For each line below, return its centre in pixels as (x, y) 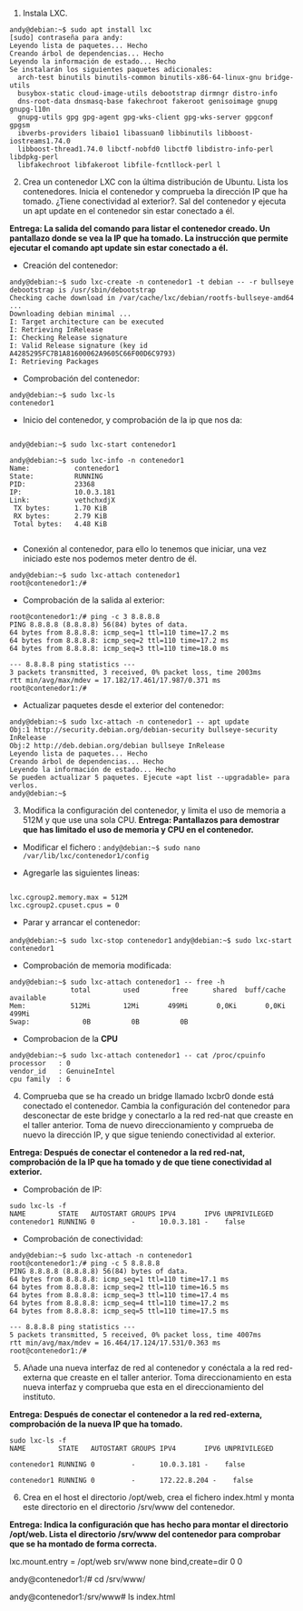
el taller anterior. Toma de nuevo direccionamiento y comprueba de (148, 1125)
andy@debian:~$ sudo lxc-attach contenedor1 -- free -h (117, 982)
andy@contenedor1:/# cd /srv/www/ (78, 1579)
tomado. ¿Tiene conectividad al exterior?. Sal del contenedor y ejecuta (154, 201)
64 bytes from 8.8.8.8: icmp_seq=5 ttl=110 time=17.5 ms (119, 1311)
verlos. (24, 785)
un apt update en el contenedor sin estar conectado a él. (128, 211)
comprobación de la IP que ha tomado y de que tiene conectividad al (141, 1162)
